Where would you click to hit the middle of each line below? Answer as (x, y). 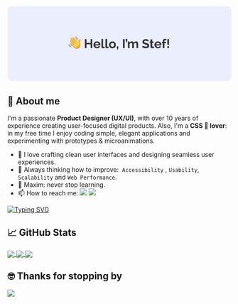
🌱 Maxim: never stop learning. (61, 185)
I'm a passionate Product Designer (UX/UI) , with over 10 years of (103, 118)
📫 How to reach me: (48, 193)
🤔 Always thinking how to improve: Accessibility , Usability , (108, 169)
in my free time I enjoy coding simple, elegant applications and (99, 133)
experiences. (37, 162)
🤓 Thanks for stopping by (65, 276)
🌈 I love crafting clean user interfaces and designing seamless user (116, 154)
